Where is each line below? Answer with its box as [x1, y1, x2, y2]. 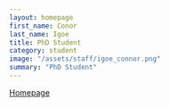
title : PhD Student [9, 37, 82, 47]
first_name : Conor [9, 21, 77, 30]
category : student [9, 46, 77, 55]
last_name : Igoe [9, 29, 69, 38]
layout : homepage [9, 12, 74, 22]
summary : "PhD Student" [9, 63, 98, 72]
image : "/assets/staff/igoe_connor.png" [9, 54, 162, 63]
